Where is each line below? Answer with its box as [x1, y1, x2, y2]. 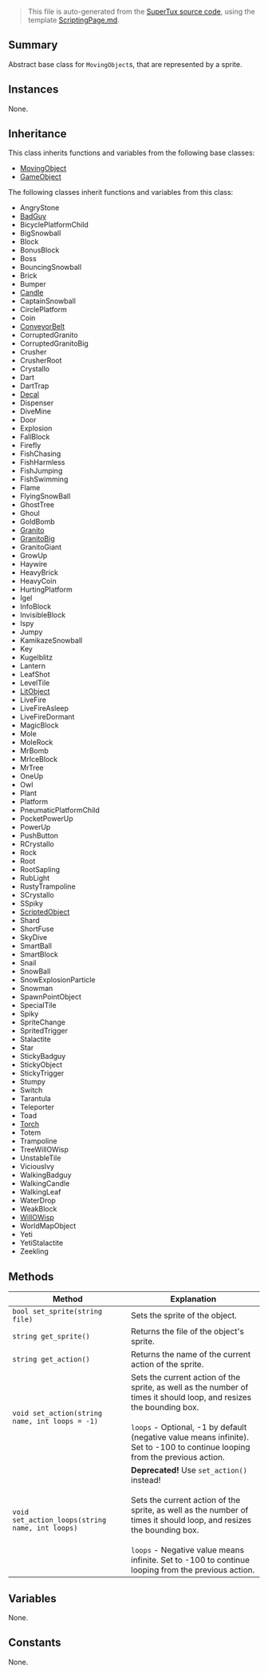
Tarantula [19, 1094, 52, 1104]
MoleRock [19, 738, 53, 747]
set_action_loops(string [12, 1516, 107, 1524]
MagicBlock [19, 720, 59, 730]
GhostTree [19, 500, 55, 509]
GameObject [19, 172, 61, 182]
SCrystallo [19, 890, 54, 900]
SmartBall [19, 942, 52, 951]
